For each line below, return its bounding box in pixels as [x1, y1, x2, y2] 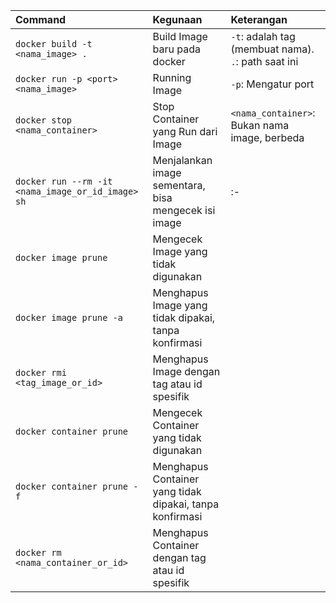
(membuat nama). [230, 42, 315, 56]
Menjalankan [152, 154, 213, 167]
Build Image [152, 30, 208, 43]
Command [15, 13, 67, 26]
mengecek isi [152, 204, 216, 217]
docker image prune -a [15, 312, 123, 323]
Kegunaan [152, 13, 203, 26]
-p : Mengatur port [230, 77, 315, 91]
